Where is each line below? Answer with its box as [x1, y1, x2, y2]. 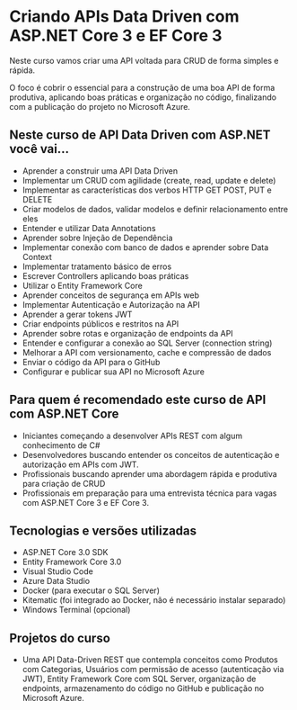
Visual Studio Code [22, 566, 94, 577]
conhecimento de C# [22, 439, 100, 451]
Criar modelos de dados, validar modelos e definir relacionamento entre [22, 203, 289, 214]
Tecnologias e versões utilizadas [9, 523, 197, 538]
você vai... [9, 141, 70, 157]
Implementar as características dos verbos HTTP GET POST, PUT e [22, 184, 272, 195]
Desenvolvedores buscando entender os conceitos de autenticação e [22, 449, 280, 460]
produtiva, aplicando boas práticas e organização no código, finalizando [9, 92, 276, 103]
